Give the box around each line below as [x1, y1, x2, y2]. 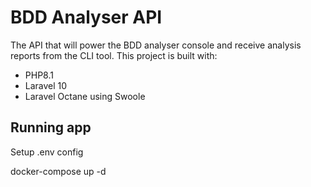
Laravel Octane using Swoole [24, 90, 146, 102]
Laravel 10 [24, 79, 68, 91]
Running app [10, 119, 92, 136]
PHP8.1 [24, 69, 54, 81]
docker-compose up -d [10, 165, 107, 177]
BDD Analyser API [10, 6, 163, 29]
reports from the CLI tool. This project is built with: [10, 49, 218, 61]
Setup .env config [10, 146, 84, 158]
